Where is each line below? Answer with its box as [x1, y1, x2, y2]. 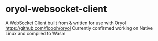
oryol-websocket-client [5, 3, 107, 15]
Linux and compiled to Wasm [5, 30, 66, 36]
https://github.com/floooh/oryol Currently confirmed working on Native [5, 25, 153, 31]
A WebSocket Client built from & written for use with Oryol [5, 20, 126, 26]
